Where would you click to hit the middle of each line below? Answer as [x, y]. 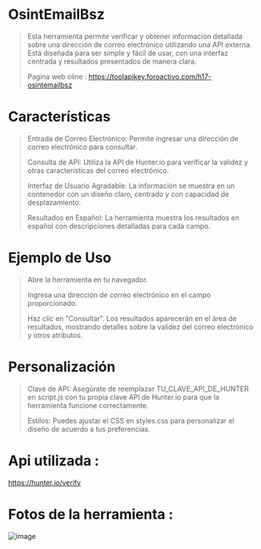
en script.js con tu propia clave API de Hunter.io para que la [123, 397]
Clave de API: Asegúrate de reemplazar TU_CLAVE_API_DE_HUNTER [138, 389]
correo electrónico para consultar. [82, 146]
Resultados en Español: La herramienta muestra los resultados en [133, 217]
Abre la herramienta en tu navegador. [87, 279]
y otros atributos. [55, 335]
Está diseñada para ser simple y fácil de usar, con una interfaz [128, 53]
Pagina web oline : [57, 76]
